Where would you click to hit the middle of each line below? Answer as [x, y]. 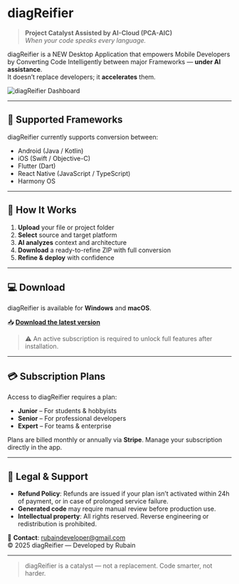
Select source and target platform [67, 235]
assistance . [25, 69]
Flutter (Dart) [37, 166]
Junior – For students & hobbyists [67, 411]
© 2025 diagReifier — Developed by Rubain [71, 545]
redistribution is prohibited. [57, 524]
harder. [35, 573]
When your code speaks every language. [85, 40]
